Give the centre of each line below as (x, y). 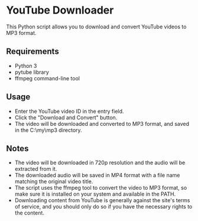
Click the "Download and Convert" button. (66, 117)
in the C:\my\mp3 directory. (48, 130)
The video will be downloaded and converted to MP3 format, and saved (102, 123)
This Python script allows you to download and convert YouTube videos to (96, 27)
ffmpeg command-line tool (47, 78)
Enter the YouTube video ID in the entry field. (69, 111)
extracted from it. (36, 169)
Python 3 (26, 66)
